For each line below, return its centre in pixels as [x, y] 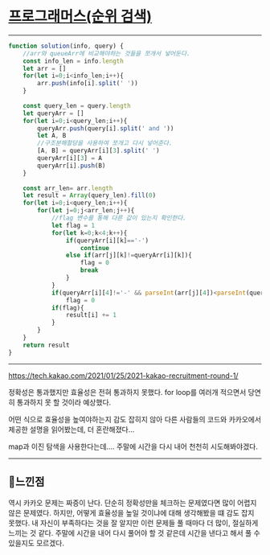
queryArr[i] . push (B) [72, 166]
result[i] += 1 [91, 315]
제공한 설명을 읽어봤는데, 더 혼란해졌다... [72, 429]
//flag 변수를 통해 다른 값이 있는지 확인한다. [119, 218]
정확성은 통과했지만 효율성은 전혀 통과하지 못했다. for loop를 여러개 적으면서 [127, 392]
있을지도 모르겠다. [37, 543]
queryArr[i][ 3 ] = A [70, 158]
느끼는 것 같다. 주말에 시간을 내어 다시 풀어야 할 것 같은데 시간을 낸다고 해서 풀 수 [135, 532]
